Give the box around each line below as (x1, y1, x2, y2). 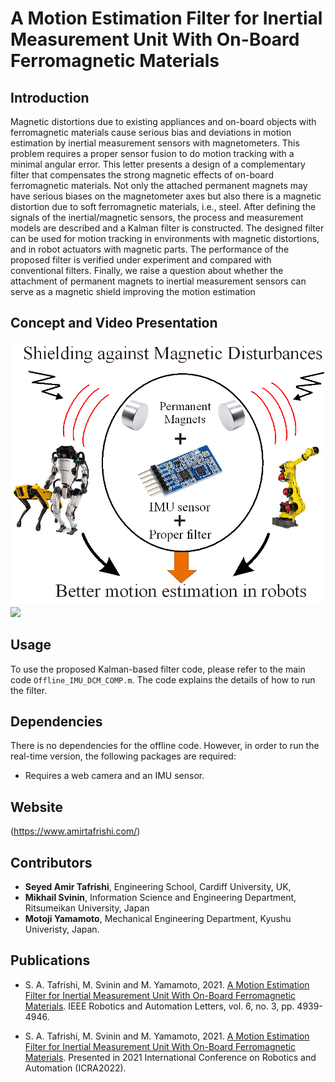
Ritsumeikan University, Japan (24, 902, 150, 914)
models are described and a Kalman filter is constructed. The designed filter (10, 222, 325, 234)
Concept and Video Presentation (10, 315, 218, 332)
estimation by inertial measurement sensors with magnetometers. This (10, 137, 300, 149)
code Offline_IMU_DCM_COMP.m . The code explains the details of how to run (10, 673, 316, 686)
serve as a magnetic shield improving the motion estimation (10, 286, 256, 297)
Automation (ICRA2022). (24, 1062, 127, 1074)
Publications (10, 952, 91, 969)
